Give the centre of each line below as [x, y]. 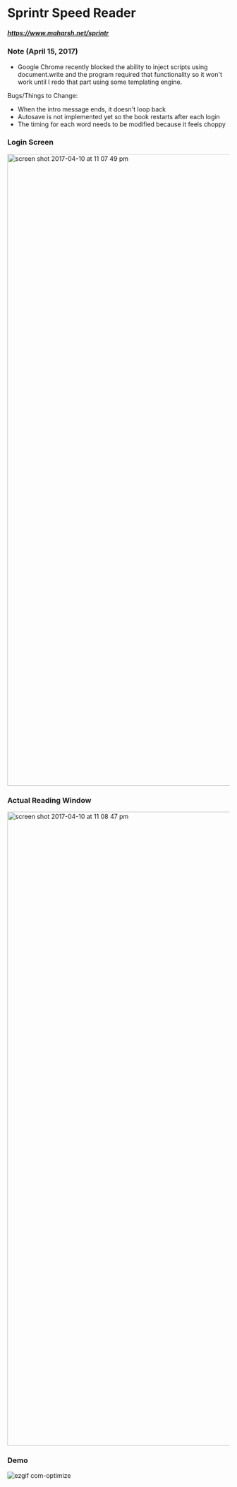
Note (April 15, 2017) [43, 51]
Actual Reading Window [49, 800]
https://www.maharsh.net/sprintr [58, 32]
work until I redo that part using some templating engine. [100, 82]
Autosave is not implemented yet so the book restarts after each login [119, 116]
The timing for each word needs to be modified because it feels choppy [121, 124]
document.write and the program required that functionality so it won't [120, 74]
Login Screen [31, 142]
